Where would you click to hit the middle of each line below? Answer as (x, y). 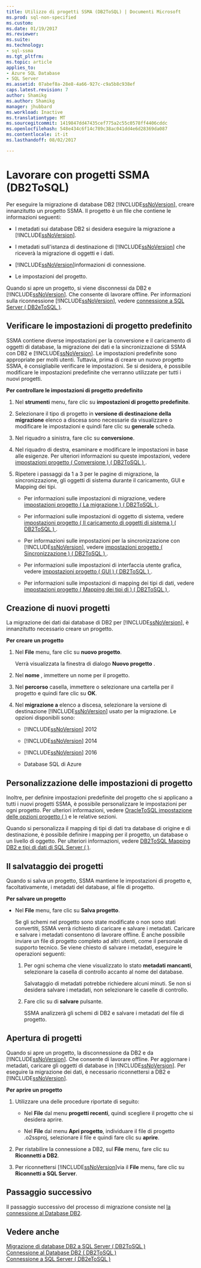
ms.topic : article (29, 62)
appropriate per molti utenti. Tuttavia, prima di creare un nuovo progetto (95, 359)
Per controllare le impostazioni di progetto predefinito (74, 390)
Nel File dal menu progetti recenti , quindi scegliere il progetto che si (109, 1113)
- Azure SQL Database (33, 73)
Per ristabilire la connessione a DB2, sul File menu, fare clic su (92, 1149)
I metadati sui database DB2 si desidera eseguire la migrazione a (95, 229)
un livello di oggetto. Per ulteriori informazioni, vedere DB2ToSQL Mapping (98, 841)
